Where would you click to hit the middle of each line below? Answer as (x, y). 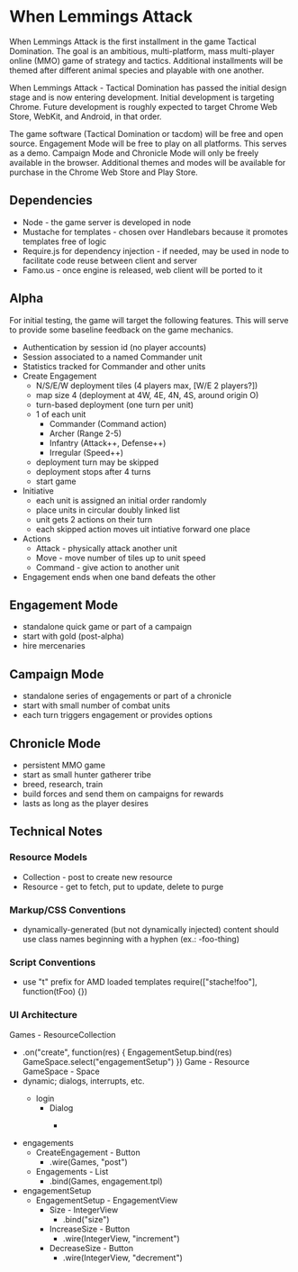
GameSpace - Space (61, 1071)
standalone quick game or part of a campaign (107, 627)
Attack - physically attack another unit (106, 548)
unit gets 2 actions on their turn (94, 519)
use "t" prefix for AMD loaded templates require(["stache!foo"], (140, 982)
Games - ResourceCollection (63, 1034)
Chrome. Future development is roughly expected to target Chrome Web (143, 106)
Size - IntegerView (84, 1210)
